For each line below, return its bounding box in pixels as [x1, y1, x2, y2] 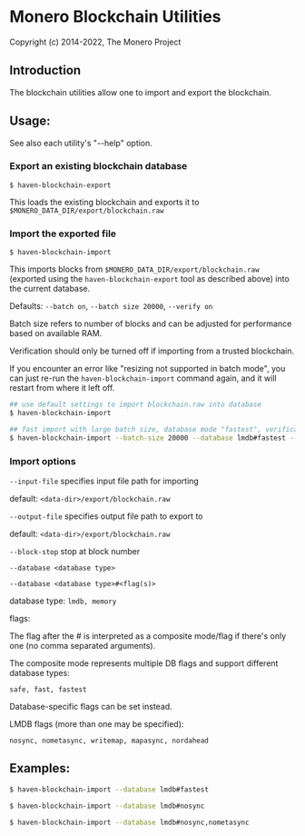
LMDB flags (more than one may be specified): [9, 718, 184, 729]
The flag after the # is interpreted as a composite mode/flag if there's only [9, 630, 287, 642]
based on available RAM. [9, 328, 103, 339]
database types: [9, 667, 70, 678]
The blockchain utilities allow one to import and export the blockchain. [9, 86, 272, 97]
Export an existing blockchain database [9, 160, 188, 173]
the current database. [9, 284, 91, 294]
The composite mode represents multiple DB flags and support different [9, 657, 279, 669]
